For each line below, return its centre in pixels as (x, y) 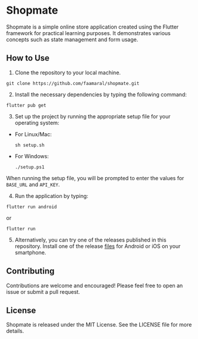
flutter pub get (26, 105)
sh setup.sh (29, 145)
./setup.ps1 (29, 167)
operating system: (37, 123)
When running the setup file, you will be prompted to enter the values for (95, 178)
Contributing (30, 271)
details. (15, 331)
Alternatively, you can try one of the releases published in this (90, 240)
